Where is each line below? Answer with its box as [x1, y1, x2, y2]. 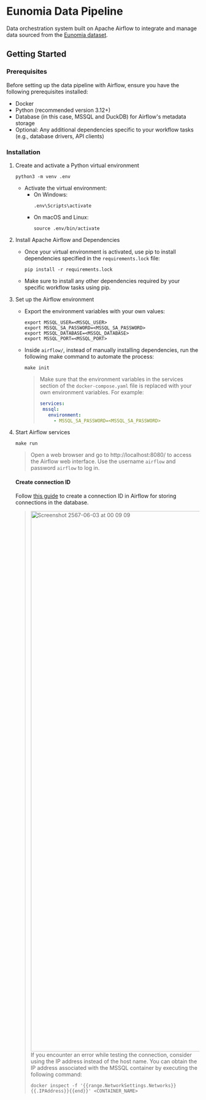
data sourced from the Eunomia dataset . [6, 31, 109, 38]
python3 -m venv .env [15, 173, 71, 179]
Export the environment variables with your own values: [24, 307, 166, 314]
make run [15, 440, 38, 447]
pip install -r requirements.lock [24, 266, 113, 273]
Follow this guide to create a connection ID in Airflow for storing [15, 492, 177, 499]
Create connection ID [15, 478, 71, 486]
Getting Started [6, 49, 67, 60]
